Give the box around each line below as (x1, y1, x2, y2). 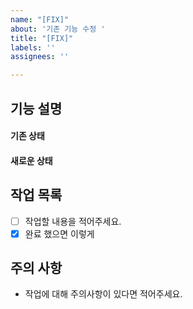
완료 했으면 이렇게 (24, 227, 95, 240)
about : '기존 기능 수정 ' (10, 24, 106, 34)
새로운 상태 (10, 154, 53, 166)
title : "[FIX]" (10, 33, 74, 43)
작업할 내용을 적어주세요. (24, 215, 122, 227)
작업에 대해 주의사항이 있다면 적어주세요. (24, 288, 183, 300)
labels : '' (10, 42, 56, 53)
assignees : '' (10, 52, 70, 62)
